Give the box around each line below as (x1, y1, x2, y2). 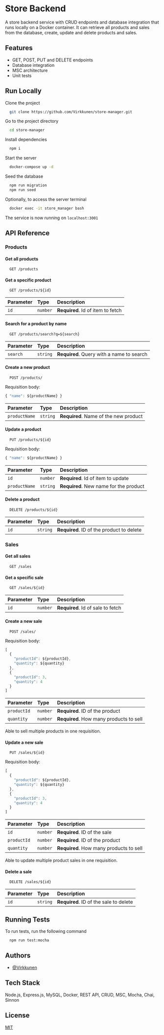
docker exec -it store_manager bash (9, 206, 84, 211)
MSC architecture (12, 67, 48, 73)
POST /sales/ (9, 629, 36, 634)
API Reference (5, 229, 50, 237)
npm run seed (9, 187, 36, 192)
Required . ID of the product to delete (57, 526, 142, 533)
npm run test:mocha (9, 938, 49, 943)
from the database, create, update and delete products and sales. (5, 29, 138, 35)
